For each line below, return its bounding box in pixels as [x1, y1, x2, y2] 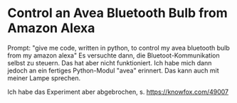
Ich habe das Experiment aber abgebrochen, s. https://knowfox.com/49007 [7, 87, 229, 96]
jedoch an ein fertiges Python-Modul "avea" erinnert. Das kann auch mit [7, 66, 219, 75]
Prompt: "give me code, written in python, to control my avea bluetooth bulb [7, 43, 230, 52]
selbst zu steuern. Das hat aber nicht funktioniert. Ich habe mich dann [7, 58, 212, 67]
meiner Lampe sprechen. [7, 73, 81, 82]
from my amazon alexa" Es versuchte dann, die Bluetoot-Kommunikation [7, 51, 220, 60]
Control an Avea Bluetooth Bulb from [7, 5, 228, 21]
